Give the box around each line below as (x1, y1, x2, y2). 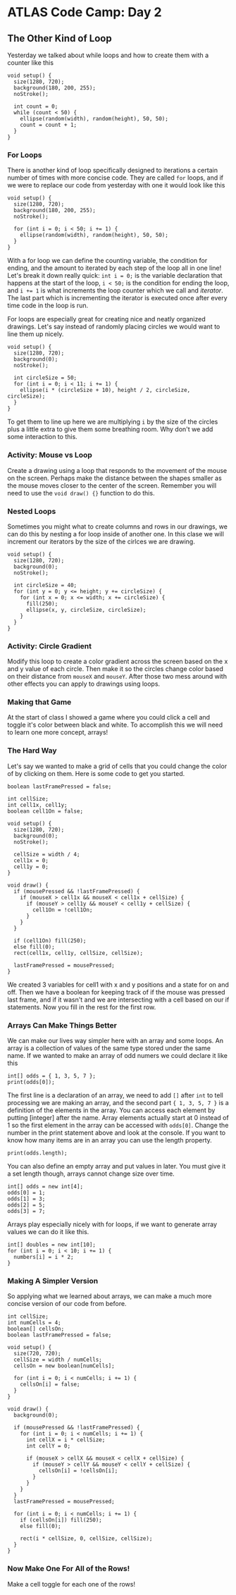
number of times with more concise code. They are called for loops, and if (7, 173, 224, 182)
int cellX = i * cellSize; (25, 1436, 106, 1443)
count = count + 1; (20, 121, 77, 128)
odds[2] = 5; (7, 1202, 46, 1209)
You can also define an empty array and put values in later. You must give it (7, 1162, 226, 1171)
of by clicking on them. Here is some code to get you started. (7, 769, 185, 777)
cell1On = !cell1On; (32, 906, 93, 913)
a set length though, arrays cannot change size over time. (7, 1169, 175, 1178)
